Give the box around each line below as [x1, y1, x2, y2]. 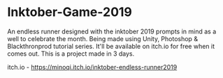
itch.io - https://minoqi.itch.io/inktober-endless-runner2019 [7, 63, 178, 71]
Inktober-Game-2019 [7, 4, 133, 20]
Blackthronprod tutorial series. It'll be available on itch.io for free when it [7, 42, 215, 50]
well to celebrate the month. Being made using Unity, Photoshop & [7, 34, 198, 42]
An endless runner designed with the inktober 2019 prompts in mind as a [7, 27, 217, 36]
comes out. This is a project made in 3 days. [7, 49, 135, 58]
